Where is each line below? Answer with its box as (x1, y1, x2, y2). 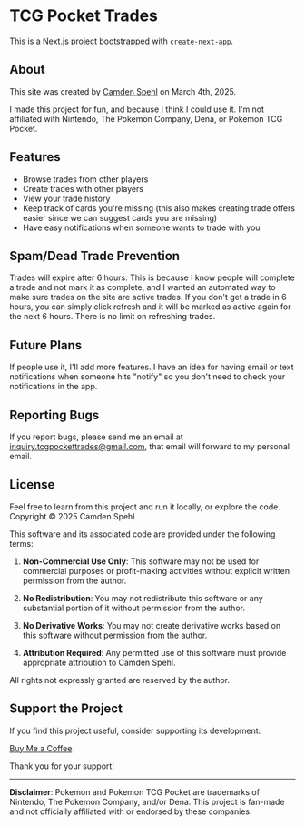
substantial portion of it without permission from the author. (22, 602, 245, 613)
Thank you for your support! (9, 761, 115, 771)
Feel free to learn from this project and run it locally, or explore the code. (9, 501, 281, 512)
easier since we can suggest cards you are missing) (22, 212, 218, 223)
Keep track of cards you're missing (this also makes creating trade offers (22, 202, 296, 214)
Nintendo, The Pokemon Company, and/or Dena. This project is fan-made (9, 796, 285, 807)
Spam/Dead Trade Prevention (9, 247, 180, 264)
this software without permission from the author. (22, 630, 208, 640)
